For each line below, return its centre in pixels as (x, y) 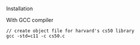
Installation (20, 9)
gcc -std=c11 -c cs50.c (36, 36)
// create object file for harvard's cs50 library (70, 31)
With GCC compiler (30, 20)
